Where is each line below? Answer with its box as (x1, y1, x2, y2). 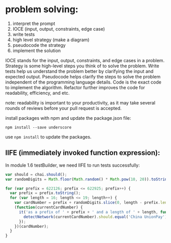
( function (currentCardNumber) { (14, 205, 83, 210)
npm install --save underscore (5, 125, 72, 130)
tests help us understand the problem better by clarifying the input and (5, 68, 154, 74)
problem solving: (5, 4, 79, 15)
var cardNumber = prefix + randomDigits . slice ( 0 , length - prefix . (14, 200, 160, 205)
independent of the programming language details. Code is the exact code (5, 79, 162, 85)
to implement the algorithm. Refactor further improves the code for (5, 84, 145, 90)
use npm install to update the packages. (5, 133, 92, 140)
